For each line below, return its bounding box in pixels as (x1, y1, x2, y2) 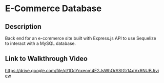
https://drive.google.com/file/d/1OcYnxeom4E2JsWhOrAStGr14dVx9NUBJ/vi (5, 67, 159, 73)
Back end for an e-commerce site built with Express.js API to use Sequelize (5, 35, 156, 41)
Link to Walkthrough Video (5, 55, 88, 63)
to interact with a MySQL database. (5, 41, 76, 46)
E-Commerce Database (5, 3, 102, 14)
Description (5, 22, 41, 31)
